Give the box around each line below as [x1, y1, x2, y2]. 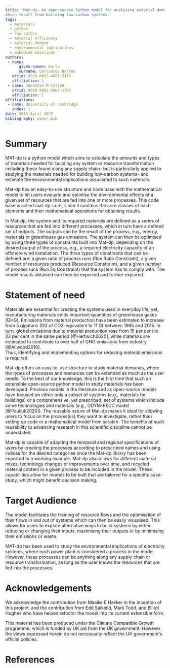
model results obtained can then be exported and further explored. [5, 271, 145, 277]
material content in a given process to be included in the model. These [5, 466, 152, 472]
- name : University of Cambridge [7, 102, 78, 107]
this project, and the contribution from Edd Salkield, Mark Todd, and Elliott [5, 605, 159, 611]
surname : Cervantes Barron [18, 69, 76, 74]
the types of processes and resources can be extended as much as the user [5, 370, 164, 376]
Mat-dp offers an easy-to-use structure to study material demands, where [5, 364, 160, 371]
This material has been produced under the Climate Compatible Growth [5, 620, 154, 626]
